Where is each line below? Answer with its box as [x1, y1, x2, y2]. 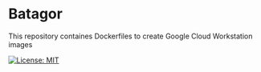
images [8, 39, 33, 49]
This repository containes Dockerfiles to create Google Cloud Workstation [8, 31, 253, 41]
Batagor [8, 5, 63, 23]
